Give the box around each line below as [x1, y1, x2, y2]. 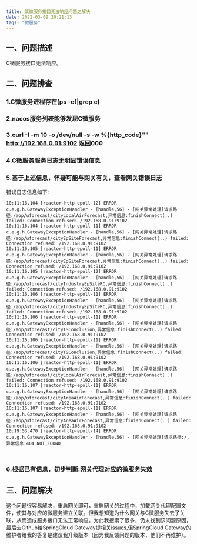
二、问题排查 [6, 78, 53, 88]
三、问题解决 [6, 485, 53, 495]
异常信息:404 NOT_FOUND [6, 440, 61, 446]
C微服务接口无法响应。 [6, 59, 62, 66]
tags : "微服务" [6, 19, 41, 25]
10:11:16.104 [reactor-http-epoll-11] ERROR [6, 223, 117, 229]
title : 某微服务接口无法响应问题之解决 [6, 8, 91, 15]
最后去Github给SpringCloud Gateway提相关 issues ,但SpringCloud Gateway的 [6, 524, 191, 531]
